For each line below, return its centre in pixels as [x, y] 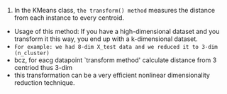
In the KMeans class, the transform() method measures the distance [114, 10]
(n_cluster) [32, 53]
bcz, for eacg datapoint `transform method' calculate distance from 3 [115, 60]
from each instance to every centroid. [69, 18]
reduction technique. [45, 83]
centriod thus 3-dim [43, 67]
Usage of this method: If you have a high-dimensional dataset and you [117, 31]
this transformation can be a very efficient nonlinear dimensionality [112, 75]
